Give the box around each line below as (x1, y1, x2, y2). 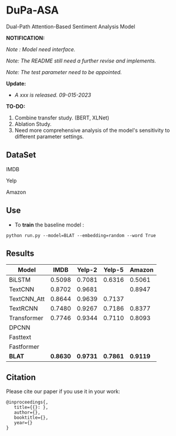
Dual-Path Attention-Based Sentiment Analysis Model (6, 23, 136, 30)
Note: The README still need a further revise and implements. (6, 57, 157, 64)
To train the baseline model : (14, 221, 84, 228)
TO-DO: (6, 102, 25, 109)
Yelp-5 (103, 266, 124, 274)
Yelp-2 (77, 266, 98, 274)
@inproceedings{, (6, 400, 49, 405)
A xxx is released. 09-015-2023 (14, 91, 92, 98)
